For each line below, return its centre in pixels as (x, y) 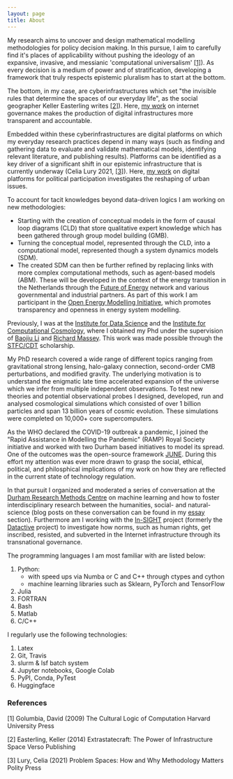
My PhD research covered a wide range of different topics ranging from (110, 359)
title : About (26, 20)
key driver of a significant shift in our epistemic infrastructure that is (105, 163)
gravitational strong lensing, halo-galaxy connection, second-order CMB (111, 366)
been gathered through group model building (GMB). (93, 235)
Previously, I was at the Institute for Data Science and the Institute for (106, 323)
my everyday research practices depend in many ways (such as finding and (116, 141)
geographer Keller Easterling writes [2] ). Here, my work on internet (103, 105)
